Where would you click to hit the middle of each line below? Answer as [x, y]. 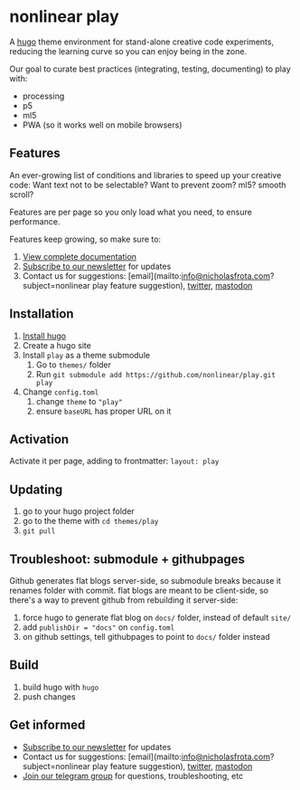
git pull [39, 531]
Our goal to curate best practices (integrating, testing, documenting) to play [150, 69]
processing [43, 96]
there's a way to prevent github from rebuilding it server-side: [124, 600]
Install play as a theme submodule [86, 355]
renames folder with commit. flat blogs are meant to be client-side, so [139, 590]
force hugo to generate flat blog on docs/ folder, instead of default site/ [157, 618]
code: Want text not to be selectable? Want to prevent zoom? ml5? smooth [148, 185]
